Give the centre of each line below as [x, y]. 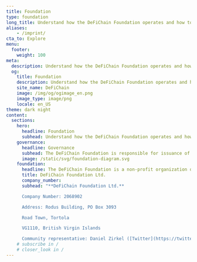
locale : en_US [34, 104]
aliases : [17, 28]
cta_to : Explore [26, 39]
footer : [21, 50]
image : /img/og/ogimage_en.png [55, 93]
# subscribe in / [38, 244]
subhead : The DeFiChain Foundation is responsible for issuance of [106, 153]
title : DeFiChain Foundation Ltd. [64, 175]
